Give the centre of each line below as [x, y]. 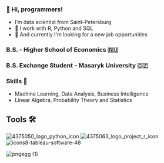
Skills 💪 [17, 81]
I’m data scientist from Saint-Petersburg [63, 22]
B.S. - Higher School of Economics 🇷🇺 [62, 50]
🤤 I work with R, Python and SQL [54, 28]
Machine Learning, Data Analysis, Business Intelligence [81, 94]
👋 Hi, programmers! [34, 9]
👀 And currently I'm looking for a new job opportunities [81, 35]
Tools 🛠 [21, 119]
